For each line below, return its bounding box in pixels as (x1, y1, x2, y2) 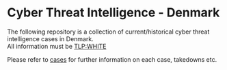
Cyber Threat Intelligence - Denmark (7, 5, 220, 21)
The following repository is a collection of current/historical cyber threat (7, 27, 210, 36)
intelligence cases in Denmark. (7, 34, 94, 43)
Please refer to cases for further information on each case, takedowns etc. (7, 55, 217, 63)
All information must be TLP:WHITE (7, 42, 107, 50)
